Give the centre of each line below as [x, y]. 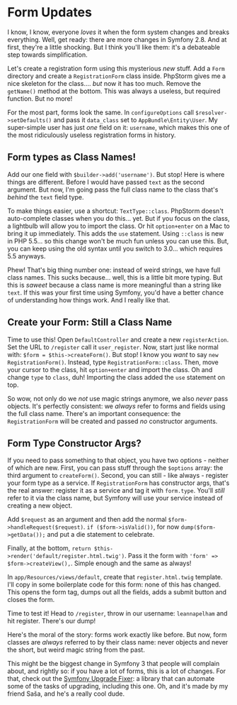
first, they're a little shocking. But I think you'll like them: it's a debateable [114, 47]
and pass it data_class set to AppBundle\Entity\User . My [135, 120]
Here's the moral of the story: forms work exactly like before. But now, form [117, 635]
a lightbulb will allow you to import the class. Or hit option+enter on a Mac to [118, 226]
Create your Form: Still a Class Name [90, 323]
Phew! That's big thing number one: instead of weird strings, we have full [114, 270]
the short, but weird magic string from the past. [76, 650]
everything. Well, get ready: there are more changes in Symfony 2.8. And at [117, 39]
